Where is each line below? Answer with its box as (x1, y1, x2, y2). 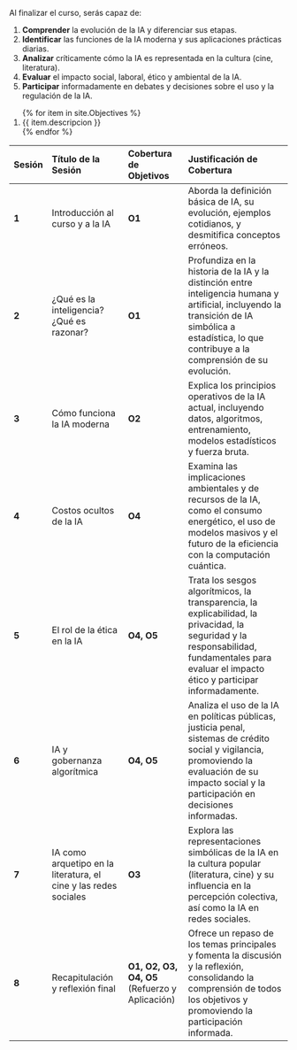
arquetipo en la (51, 858, 115, 869)
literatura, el (51, 869, 102, 880)
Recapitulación (51, 971, 114, 984)
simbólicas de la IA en (187, 846, 279, 858)
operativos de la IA (187, 390, 266, 402)
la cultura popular (187, 858, 262, 869)
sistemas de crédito (187, 732, 270, 745)
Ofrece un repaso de (187, 927, 274, 939)
